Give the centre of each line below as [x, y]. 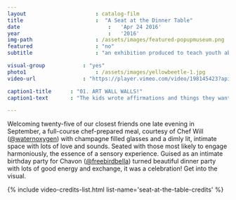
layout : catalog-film [73, 14]
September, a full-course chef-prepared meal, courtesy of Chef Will [105, 131]
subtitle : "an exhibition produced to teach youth [114, 53]
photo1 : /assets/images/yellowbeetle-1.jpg [106, 72]
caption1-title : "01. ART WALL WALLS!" [75, 91]
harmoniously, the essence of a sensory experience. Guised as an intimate [115, 154]
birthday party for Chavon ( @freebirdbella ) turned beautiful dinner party [112, 161]
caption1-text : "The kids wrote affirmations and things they [111, 98]
